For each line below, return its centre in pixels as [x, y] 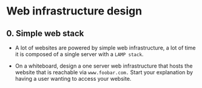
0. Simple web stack [45, 33]
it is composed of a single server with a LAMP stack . [79, 54]
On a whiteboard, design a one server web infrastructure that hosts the [104, 66]
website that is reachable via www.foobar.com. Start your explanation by [104, 72]
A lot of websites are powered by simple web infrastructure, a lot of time [105, 48]
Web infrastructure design [74, 11]
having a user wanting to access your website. [73, 79]
